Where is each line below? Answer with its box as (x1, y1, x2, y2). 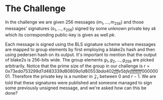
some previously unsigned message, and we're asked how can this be (5, 85, 147, 91)
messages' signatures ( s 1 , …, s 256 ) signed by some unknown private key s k (5, 25, 156, 32)
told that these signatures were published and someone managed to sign (5, 80, 152, 86)
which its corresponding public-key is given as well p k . (5, 32, 116, 38)
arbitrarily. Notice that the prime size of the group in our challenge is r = (5, 63, 150, 69)
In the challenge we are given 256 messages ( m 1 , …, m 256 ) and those (5, 19, 144, 26)
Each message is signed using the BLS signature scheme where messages (5, 41, 156, 47)
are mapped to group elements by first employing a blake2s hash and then (5, 46, 155, 52)
